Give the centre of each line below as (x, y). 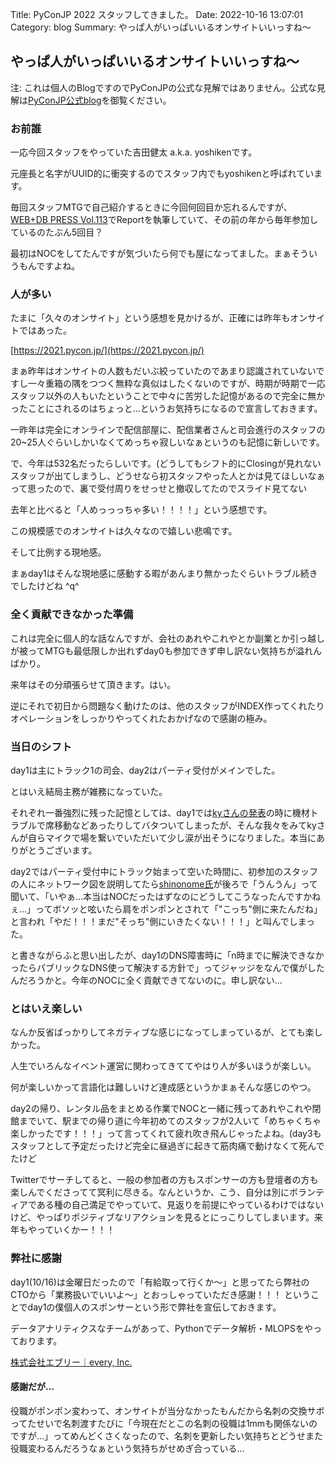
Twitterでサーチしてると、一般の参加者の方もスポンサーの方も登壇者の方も (164, 1180)
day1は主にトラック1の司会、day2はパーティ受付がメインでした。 (145, 770)
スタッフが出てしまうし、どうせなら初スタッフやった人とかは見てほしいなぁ (168, 476)
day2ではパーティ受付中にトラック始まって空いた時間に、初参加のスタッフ (164, 871)
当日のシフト (41, 746)
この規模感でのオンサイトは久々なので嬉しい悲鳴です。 (124, 531)
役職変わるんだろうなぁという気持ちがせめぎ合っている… (127, 1448)
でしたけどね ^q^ (45, 586)
